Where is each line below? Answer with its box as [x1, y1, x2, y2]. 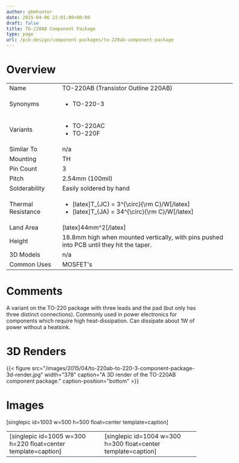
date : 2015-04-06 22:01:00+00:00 [6, 14, 91, 20]
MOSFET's [62, 260, 92, 268]
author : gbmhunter [6, 8, 53, 15]
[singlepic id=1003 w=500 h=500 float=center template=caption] [6, 418, 169, 426]
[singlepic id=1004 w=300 [104, 432, 181, 440]
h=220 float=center [9, 439, 65, 448]
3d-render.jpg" [6, 371, 43, 378]
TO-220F [72, 129, 101, 137]
